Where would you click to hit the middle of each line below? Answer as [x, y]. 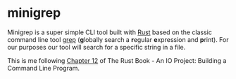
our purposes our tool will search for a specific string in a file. [97, 47]
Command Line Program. [43, 68]
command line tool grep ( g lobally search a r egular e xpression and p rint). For [118, 39]
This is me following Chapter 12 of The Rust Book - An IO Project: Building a [117, 60]
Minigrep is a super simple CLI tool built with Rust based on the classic [110, 32]
